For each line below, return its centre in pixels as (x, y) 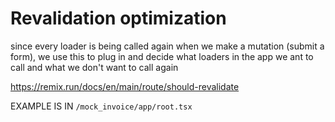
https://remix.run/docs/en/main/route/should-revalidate (125, 86)
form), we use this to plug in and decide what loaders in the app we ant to (162, 56)
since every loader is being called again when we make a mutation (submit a (167, 46)
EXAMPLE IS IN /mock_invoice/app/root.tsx (101, 106)
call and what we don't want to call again (94, 67)
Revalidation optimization (118, 18)
